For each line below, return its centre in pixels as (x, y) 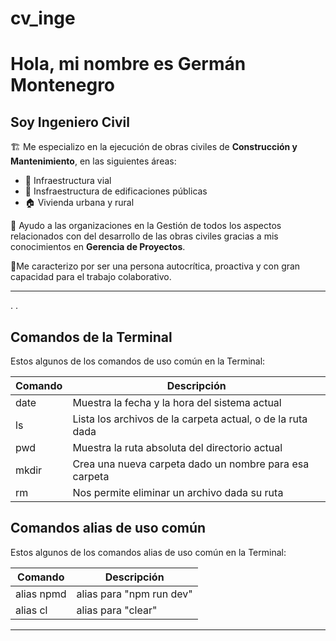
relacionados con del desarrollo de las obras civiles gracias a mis (144, 236)
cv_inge (43, 18)
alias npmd (41, 594)
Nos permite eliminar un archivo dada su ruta (178, 492)
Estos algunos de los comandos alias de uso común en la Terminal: (148, 552)
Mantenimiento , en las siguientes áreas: (93, 161)
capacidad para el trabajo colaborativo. (91, 277)
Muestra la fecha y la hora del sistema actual (177, 402)
